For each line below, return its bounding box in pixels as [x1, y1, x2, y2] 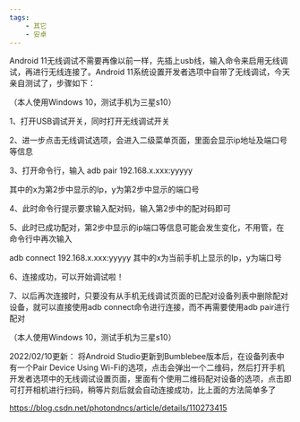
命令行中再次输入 [9, 234, 73, 245]
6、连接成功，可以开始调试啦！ [9, 271, 124, 282]
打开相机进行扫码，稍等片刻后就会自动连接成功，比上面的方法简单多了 [16, 384, 276, 395]
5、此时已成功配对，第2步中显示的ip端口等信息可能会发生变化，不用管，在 [9, 222, 285, 233]
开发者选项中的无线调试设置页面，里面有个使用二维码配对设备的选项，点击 [9, 374, 284, 384]
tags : [9, 13, 30, 22]
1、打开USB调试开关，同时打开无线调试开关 [9, 116, 170, 126]
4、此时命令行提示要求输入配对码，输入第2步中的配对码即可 [9, 203, 231, 214]
